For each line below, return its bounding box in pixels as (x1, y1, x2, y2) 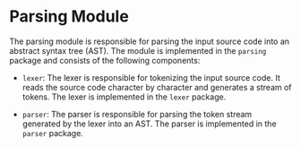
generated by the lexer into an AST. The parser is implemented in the (21, 118, 277, 129)
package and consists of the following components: (9, 55, 201, 65)
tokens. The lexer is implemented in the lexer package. (21, 91, 227, 102)
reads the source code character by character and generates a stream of (21, 82, 293, 92)
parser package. (21, 127, 83, 138)
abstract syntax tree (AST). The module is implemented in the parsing (9, 45, 267, 56)
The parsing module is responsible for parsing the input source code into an (9, 36, 289, 47)
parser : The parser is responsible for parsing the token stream (21, 108, 253, 119)
